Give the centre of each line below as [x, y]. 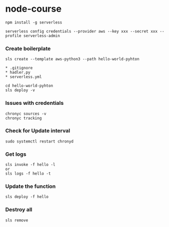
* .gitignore [19, 68]
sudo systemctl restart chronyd [39, 141]
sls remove [17, 220]
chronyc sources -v [26, 113]
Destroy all [19, 210]
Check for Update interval [38, 131]
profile [13, 36]
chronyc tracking [24, 118]
